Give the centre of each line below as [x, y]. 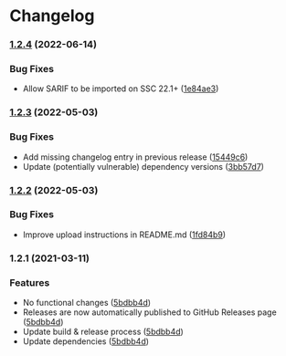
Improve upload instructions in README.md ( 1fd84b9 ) [124, 235]
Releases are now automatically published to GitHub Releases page [149, 312]
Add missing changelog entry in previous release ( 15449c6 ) [135, 157]
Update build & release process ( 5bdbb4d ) [103, 332]
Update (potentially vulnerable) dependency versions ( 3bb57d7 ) [143, 166]
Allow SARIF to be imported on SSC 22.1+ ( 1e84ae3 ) [121, 89]
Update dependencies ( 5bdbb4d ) [85, 341]
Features [30, 282]
